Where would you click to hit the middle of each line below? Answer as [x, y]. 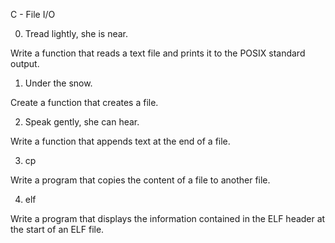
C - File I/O [33, 14]
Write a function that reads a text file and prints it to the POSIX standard [158, 53]
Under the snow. [58, 83]
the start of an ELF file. [57, 229]
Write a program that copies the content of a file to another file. [140, 180]
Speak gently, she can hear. [82, 122]
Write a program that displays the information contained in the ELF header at [168, 218]
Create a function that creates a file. [84, 102]
